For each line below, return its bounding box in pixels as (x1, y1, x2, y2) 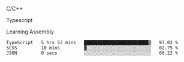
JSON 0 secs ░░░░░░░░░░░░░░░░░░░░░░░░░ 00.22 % (6, 50, 179, 56)
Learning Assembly (6, 28, 54, 35)
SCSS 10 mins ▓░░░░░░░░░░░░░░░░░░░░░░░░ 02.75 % (6, 45, 179, 51)
